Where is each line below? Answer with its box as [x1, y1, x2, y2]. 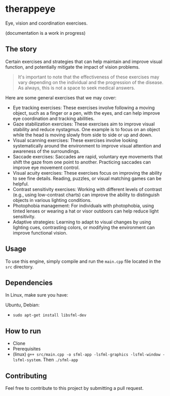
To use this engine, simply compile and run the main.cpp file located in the [5, 258, 161, 264]
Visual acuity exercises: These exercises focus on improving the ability [12, 170, 162, 176]
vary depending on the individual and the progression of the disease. [17, 79, 164, 85]
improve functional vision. [12, 230, 68, 236]
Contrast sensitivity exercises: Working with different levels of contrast [12, 186, 162, 192]
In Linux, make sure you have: [5, 292, 68, 298]
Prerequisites [12, 346, 41, 352]
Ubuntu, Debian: [5, 302, 40, 308]
